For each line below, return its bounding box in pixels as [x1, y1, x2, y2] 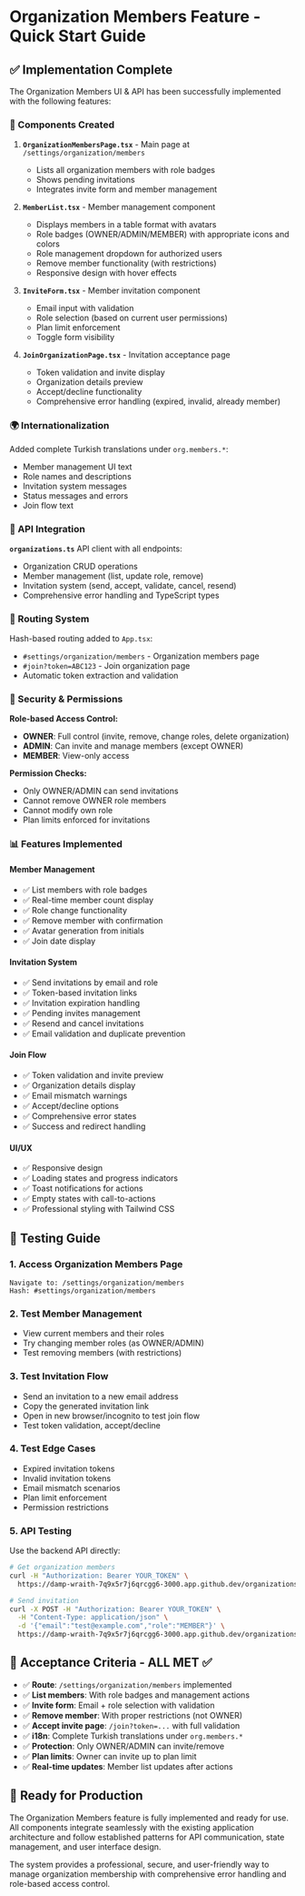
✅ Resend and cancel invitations [22, 1017, 144, 1029]
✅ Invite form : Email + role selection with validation [22, 1699, 215, 1710]
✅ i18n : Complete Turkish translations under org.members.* [22, 1730, 243, 1741]
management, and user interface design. [9, 1841, 162, 1852]
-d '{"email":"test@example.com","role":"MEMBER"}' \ [17, 1621, 225, 1630]
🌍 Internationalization [9, 419, 110, 432]
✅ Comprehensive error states [22, 1111, 137, 1122]
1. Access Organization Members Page [9, 1257, 183, 1270]
